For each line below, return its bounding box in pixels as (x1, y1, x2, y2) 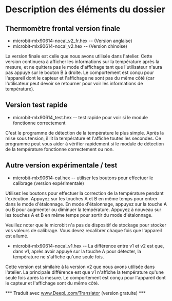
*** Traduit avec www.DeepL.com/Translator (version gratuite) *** (5, 290, 146, 296)
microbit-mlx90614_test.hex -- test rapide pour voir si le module (12, 114, 148, 120)
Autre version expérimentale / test (5, 161, 118, 170)
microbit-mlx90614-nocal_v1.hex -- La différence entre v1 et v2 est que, (12, 242, 164, 249)
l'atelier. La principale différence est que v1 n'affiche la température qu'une (5, 269, 164, 275)
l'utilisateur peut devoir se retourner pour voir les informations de (5, 81, 143, 86)
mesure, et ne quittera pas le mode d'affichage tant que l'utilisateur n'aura (5, 64, 163, 70)
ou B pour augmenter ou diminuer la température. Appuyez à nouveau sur (5, 206, 162, 213)
